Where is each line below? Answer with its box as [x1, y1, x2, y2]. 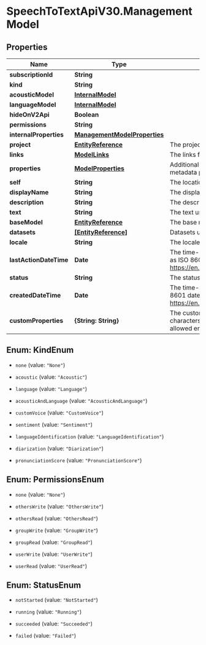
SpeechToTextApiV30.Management [6, 4, 193, 18]
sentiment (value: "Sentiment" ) [15, 421, 93, 428]
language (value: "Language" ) [15, 385, 88, 392]
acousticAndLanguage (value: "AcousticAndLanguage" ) [15, 397, 148, 404]
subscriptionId [9, 71, 53, 79]
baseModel [9, 218, 43, 226]
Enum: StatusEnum [6, 580, 82, 591]
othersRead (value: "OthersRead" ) [15, 515, 98, 522]
